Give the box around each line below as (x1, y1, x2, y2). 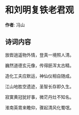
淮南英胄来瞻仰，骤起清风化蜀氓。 (5, 105, 74, 111)
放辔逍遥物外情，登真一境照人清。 (5, 52, 74, 57)
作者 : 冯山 (5, 22, 25, 28)
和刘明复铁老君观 (5, 4, 75, 16)
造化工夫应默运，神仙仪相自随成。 (5, 73, 74, 79)
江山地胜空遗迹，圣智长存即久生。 (5, 83, 74, 89)
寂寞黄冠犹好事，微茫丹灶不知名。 (5, 94, 74, 100)
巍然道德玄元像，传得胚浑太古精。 (5, 62, 74, 68)
